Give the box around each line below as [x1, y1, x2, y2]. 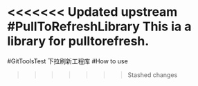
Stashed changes [127, 70, 178, 79]
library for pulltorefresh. [7, 34, 150, 49]
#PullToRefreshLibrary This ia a [7, 19, 192, 34]
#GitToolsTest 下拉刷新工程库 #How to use [7, 56, 128, 65]
